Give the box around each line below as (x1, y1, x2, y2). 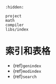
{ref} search (12, 73, 37, 79)
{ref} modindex (12, 68, 42, 74)
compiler (5, 22, 24, 27)
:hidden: (5, 5, 24, 10)
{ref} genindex (12, 62, 42, 69)
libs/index (5, 27, 29, 32)
